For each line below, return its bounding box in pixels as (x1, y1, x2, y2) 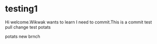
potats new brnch (5, 33, 40, 39)
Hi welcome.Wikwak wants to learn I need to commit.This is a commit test (5, 19, 152, 25)
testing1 (5, 3, 38, 14)
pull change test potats (5, 24, 51, 30)
